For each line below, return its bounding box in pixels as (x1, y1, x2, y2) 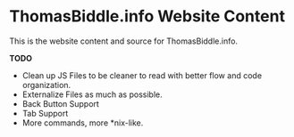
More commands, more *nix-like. (21, 117, 144, 128)
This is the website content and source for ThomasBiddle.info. (9, 36, 239, 46)
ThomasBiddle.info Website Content (9, 6, 286, 27)
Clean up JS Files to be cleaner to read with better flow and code (21, 69, 262, 81)
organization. (21, 79, 71, 90)
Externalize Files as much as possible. (21, 89, 163, 100)
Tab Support (21, 108, 69, 118)
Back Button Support (21, 98, 100, 109)
